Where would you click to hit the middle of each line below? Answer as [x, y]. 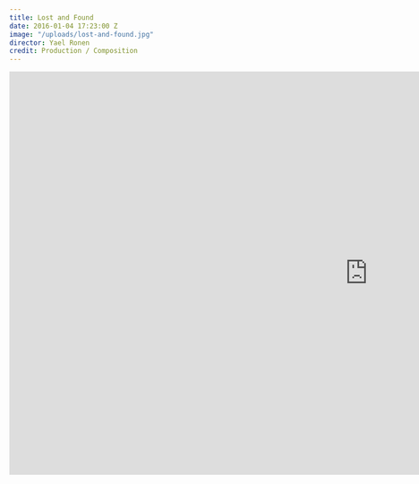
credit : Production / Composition [74, 51]
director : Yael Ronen [50, 43]
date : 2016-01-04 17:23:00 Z [64, 26]
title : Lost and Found [51, 17]
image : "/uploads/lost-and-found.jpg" [81, 34]
